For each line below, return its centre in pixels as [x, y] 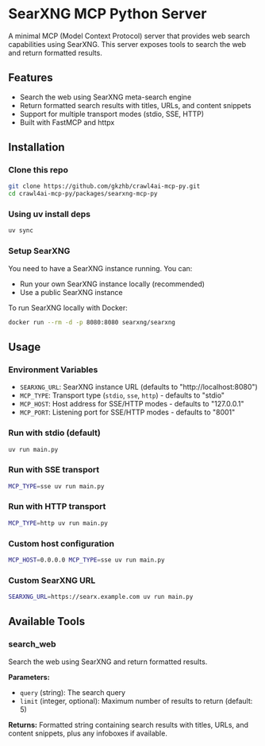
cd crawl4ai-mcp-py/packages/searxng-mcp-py [83, 194]
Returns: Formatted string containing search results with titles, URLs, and [128, 725]
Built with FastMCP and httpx [67, 122]
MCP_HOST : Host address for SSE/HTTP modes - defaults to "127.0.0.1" [132, 404]
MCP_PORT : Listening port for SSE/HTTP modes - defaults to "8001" [127, 412]
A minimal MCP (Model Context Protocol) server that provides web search [129, 36]
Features [31, 78]
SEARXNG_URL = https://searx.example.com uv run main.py [101, 597]
